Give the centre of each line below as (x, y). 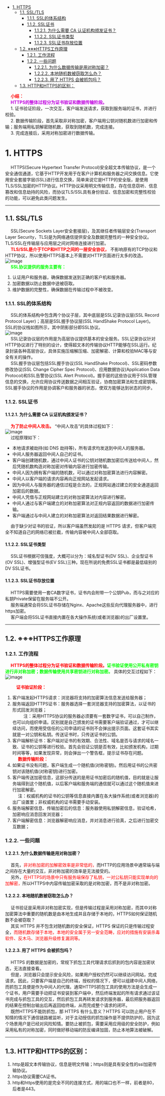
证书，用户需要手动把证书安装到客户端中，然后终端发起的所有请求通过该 (82, 993)
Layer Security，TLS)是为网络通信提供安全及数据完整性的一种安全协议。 (78, 237)
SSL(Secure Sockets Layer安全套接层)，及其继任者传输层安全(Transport (83, 231)
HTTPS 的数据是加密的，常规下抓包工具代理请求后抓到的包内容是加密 (81, 962)
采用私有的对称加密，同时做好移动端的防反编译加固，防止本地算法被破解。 (80, 1030)
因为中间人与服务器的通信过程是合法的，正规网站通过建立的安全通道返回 (85, 485)
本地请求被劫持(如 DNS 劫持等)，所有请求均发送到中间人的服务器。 (80, 448)
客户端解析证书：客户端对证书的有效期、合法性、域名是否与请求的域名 (83, 741)
